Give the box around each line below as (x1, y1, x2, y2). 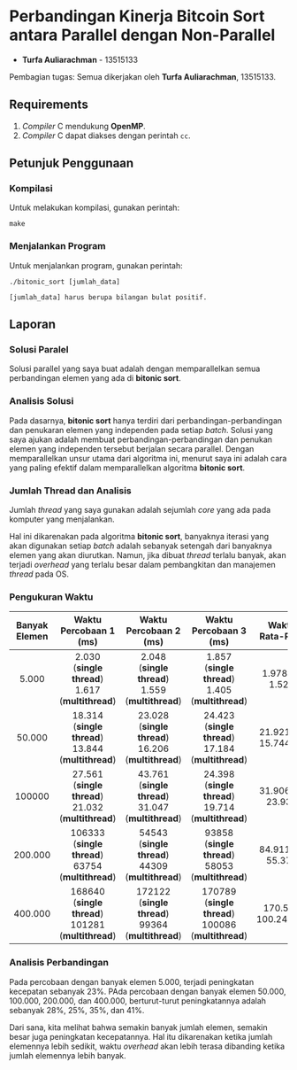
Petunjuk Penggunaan (9, 156, 134, 171)
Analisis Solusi (9, 395, 74, 407)
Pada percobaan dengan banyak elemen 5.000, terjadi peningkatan (9, 976, 255, 987)
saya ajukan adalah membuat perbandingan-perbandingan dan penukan (9, 434, 272, 445)
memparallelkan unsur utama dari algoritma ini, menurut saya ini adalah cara (9, 453, 287, 463)
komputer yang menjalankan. (9, 514, 115, 524)
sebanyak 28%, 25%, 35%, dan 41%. (9, 1004, 145, 1015)
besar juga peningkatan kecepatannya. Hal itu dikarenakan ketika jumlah (9, 1031, 273, 1042)
